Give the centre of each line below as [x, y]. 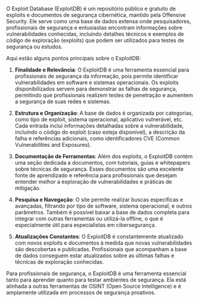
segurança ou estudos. [35, 47]
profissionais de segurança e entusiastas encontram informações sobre [94, 27]
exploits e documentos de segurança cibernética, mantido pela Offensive [96, 15]
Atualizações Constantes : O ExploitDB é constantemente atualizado [99, 236]
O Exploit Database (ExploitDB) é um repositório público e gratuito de [91, 9]
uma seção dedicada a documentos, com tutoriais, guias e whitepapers [102, 163]
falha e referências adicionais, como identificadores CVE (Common [97, 138]
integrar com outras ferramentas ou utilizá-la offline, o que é [89, 218]
